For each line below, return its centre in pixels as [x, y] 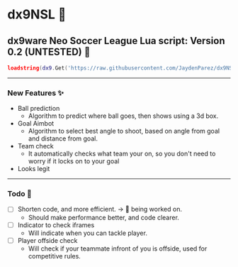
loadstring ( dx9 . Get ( [38, 68]
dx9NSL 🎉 [37, 15]
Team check [36, 146]
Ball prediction [39, 109]
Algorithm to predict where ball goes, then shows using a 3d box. [123, 116]
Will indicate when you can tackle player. [87, 233]
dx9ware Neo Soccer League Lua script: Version [116, 41]
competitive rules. [55, 256]
